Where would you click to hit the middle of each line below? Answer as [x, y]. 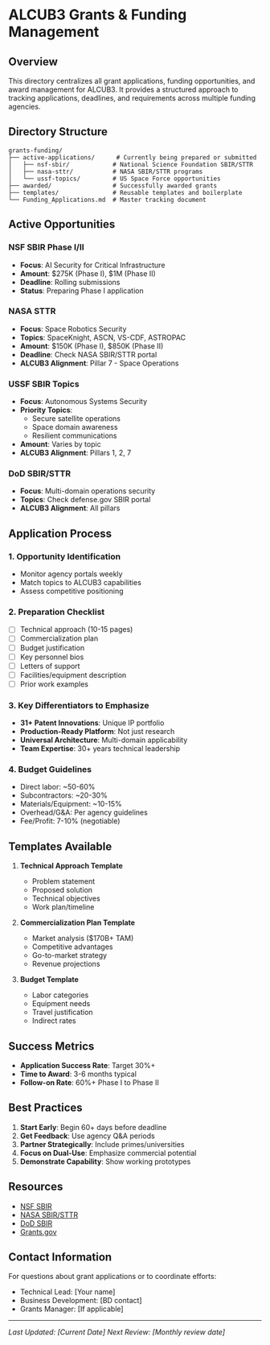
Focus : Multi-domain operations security [88, 491]
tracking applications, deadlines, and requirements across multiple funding [132, 98]
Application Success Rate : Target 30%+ [88, 1066]
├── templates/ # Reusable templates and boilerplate [125, 192]
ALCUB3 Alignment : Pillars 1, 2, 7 [76, 453]
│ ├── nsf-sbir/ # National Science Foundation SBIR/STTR [131, 164]
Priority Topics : [46, 410]
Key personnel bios [52, 657]
